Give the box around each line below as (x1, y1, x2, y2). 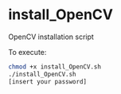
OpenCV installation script (8, 32, 94, 41)
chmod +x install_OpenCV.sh (8, 62, 102, 71)
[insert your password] (8, 77, 88, 85)
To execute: (8, 47, 47, 57)
